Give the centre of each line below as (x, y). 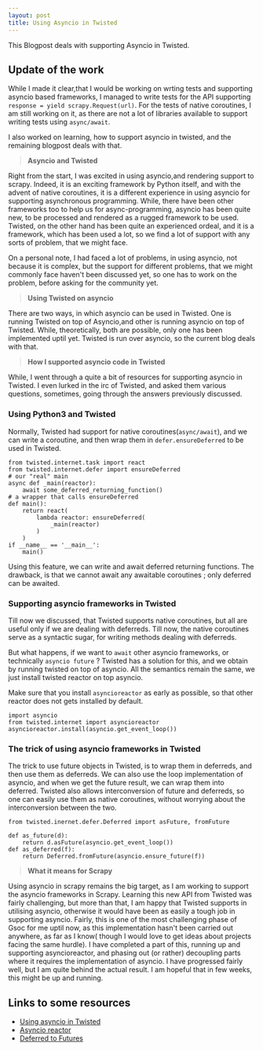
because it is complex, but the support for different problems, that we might (131, 266)
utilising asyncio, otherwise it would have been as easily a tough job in (122, 911)
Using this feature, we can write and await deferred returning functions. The (131, 566)
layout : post (29, 15)
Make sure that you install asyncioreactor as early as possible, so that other (131, 693)
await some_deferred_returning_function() (93, 490)
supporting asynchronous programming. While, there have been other (121, 201)
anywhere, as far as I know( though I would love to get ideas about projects (130, 936)
